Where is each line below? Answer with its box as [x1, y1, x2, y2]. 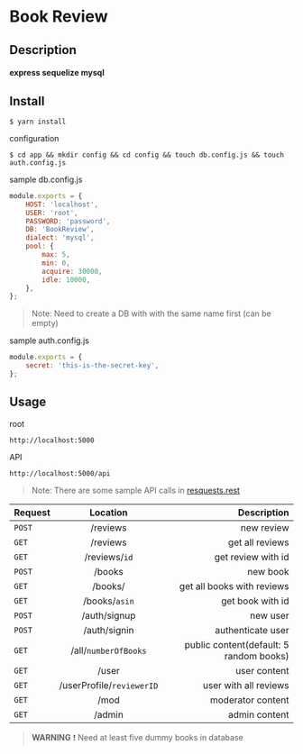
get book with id [220, 595, 289, 607]
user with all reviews [202, 678, 289, 691]
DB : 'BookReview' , [25, 225, 95, 234]
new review [240, 521, 289, 533]
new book [247, 565, 289, 577]
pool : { [25, 241, 54, 251]
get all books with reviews [179, 579, 289, 592]
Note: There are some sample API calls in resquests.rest [31, 485, 241, 495]
